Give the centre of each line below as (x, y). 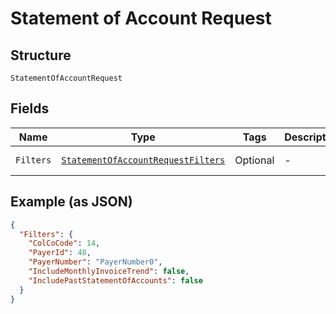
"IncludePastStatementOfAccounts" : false (115, 280)
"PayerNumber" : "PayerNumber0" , (95, 262)
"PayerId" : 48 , (60, 253)
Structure (41, 55)
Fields (30, 108)
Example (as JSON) (71, 202)
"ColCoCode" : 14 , (64, 243)
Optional (254, 160)
